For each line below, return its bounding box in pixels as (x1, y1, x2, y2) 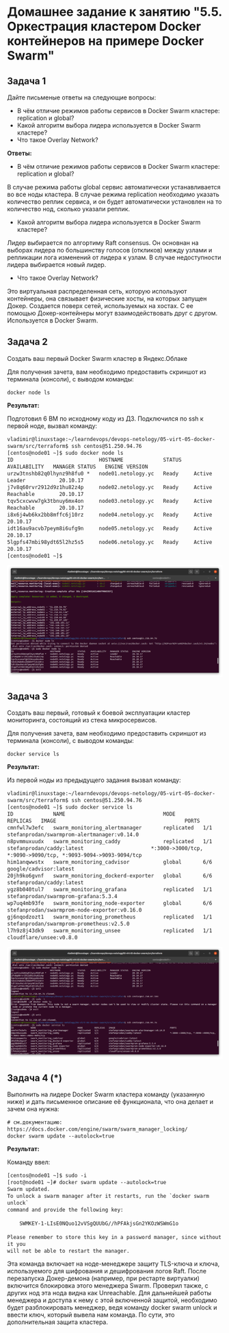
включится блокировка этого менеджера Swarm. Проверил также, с (7, 1282, 208, 1290)
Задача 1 (7, 75, 46, 86)
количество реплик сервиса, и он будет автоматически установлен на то (7, 198, 222, 206)
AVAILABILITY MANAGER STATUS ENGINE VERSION (7, 463, 148, 470)
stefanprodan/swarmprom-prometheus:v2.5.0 (7, 920, 130, 927)
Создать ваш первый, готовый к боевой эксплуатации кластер (7, 708, 191, 717)
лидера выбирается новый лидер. (7, 261, 107, 268)
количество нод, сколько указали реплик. (7, 205, 131, 213)
